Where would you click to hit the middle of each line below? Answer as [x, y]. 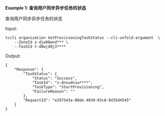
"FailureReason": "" [53, 91]
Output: [13, 56]
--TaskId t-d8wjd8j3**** [40, 47]
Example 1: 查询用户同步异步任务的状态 [46, 8]
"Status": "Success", [55, 78]
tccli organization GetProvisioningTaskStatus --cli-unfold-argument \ [83, 38]
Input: [11, 29]
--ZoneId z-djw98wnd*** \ [41, 42]
